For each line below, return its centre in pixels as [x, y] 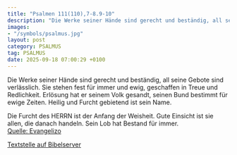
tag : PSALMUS [26, 54]
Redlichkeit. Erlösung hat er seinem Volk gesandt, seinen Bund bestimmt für [117, 94]
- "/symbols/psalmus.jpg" [45, 33]
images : [19, 27]
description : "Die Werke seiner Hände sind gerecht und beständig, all [115, 20]
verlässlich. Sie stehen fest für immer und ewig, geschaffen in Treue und [113, 87]
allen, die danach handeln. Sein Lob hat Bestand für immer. [93, 123]
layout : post [26, 40]
